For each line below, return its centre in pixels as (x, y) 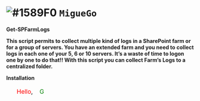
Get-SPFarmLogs (28, 29)
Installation (20, 78)
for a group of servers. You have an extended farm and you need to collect (100, 47)
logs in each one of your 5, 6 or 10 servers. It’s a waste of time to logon (95, 53)
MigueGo (78, 13)
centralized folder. (30, 66)
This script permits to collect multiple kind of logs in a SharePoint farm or (99, 41)
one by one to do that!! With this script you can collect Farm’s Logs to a (96, 60)
